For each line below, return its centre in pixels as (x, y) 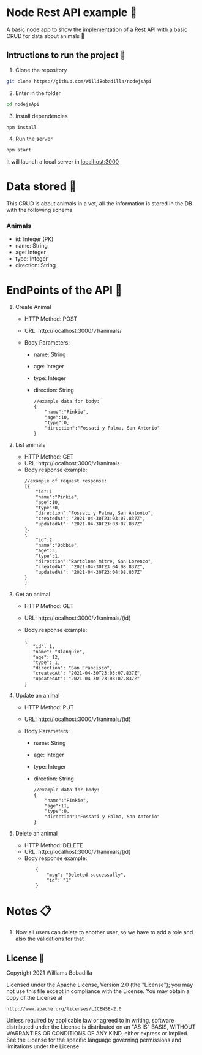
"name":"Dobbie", (58, 546)
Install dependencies (42, 116)
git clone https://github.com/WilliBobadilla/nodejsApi (79, 81)
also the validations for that (50, 939)
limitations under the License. (43, 1046)
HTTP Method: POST (51, 319)
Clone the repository (41, 70)
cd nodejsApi (23, 104)
